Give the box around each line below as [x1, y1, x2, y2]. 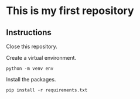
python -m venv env [6, 66, 54, 71]
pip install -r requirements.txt [6, 87, 88, 93]
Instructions [6, 28, 52, 37]
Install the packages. [6, 76, 56, 83]
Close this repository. [6, 43, 57, 50]
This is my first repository [6, 4, 134, 18]
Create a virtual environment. [6, 54, 77, 61]
